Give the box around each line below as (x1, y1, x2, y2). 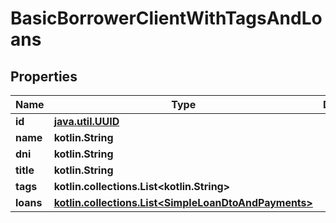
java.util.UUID (53, 115, 120, 128)
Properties (10, 68, 78, 85)
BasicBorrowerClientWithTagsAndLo (10, 7, 323, 30)
